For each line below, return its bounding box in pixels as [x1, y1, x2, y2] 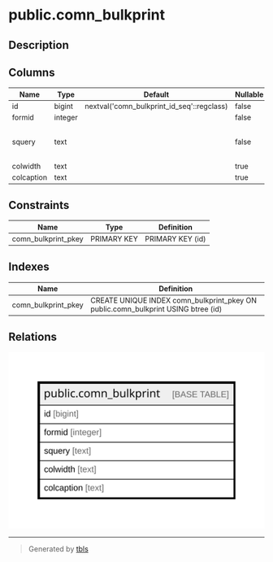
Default [143, 89, 169, 99]
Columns [8, 65, 55, 79]
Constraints [8, 198, 70, 212]
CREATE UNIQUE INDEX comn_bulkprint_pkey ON [90, 295, 258, 306]
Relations [8, 330, 58, 344]
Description [8, 38, 69, 52]
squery [11, 137, 36, 147]
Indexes [8, 260, 50, 274]
